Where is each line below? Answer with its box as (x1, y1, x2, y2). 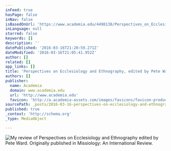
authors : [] (5, 74, 31, 79)
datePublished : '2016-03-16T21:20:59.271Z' (5, 45, 99, 50)
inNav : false (5, 17, 33, 22)
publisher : (5, 78, 28, 83)
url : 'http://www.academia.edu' (10, 93, 79, 98)
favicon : (10, 97, 28, 102)
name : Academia (10, 83, 42, 88)
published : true (5, 107, 40, 112)
